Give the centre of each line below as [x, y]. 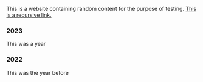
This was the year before [37, 72]
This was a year [26, 44]
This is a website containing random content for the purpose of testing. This [101, 9]
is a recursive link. [29, 15]
